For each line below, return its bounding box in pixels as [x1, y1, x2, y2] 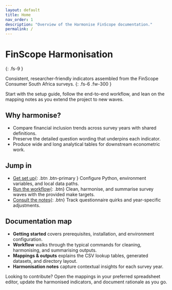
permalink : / [5, 27, 33, 32]
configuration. [12, 236, 43, 242]
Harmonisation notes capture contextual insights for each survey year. [12, 263, 163, 270]
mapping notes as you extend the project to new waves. [5, 96, 124, 102]
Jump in [5, 161, 32, 170]
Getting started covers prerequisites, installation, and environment [12, 231, 155, 237]
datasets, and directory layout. [12, 258, 78, 264]
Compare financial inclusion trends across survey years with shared [12, 125, 157, 131]
